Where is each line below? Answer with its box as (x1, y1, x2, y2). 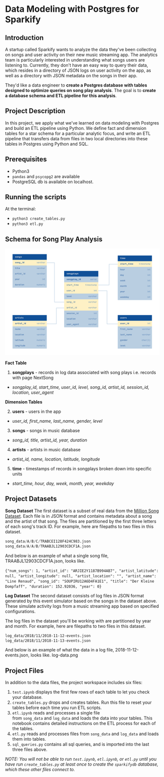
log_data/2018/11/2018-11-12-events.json (5, 633, 91, 638)
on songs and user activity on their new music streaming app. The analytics (5, 52, 158, 58)
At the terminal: (5, 206, 36, 212)
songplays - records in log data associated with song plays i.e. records (12, 369, 156, 375)
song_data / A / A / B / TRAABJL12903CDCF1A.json (5, 544, 91, 549)
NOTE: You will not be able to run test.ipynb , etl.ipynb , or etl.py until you (5, 756, 157, 762)
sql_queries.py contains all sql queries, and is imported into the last (12, 742, 149, 747)
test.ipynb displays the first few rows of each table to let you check (12, 689, 150, 695)
